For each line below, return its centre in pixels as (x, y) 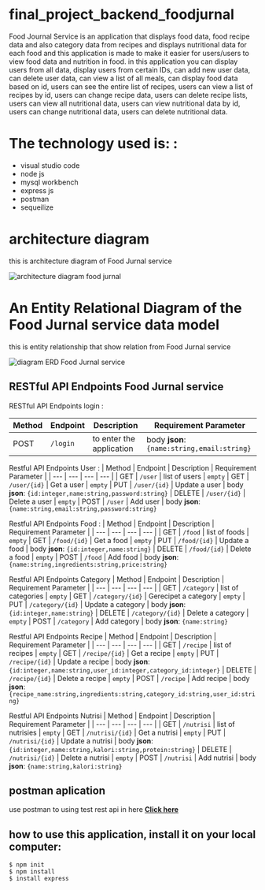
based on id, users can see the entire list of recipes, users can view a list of (131, 86)
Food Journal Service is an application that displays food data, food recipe (129, 36)
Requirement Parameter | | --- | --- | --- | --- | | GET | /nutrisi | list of (122, 724)
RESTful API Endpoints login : (57, 406)
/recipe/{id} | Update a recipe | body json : (79, 661)
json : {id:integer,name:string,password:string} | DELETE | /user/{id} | (127, 493)
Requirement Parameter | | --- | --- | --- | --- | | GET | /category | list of (124, 587)
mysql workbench (50, 182)
